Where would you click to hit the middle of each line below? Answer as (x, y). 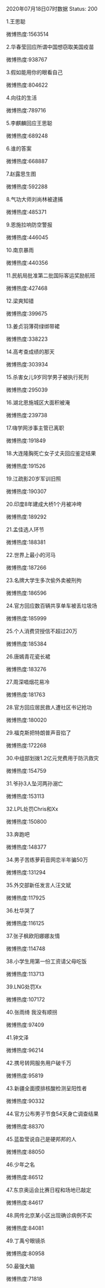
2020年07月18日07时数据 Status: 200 (52, 9)
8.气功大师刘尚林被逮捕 (35, 199)
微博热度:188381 (26, 542)
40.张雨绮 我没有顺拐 (32, 1012)
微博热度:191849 (26, 440)
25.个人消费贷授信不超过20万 (42, 631)
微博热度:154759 (26, 771)
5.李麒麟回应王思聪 (29, 123)
